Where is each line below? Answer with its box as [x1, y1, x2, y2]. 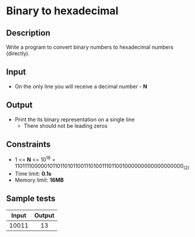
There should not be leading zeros [23, 122, 108, 129]
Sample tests [6, 194, 56, 204]
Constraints [6, 140, 51, 150]
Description [6, 28, 50, 38]
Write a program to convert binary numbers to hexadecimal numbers [6, 43, 174, 50]
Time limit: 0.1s [14, 170, 52, 177]
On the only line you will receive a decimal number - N [14, 83, 148, 90]
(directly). [6, 50, 30, 57]
